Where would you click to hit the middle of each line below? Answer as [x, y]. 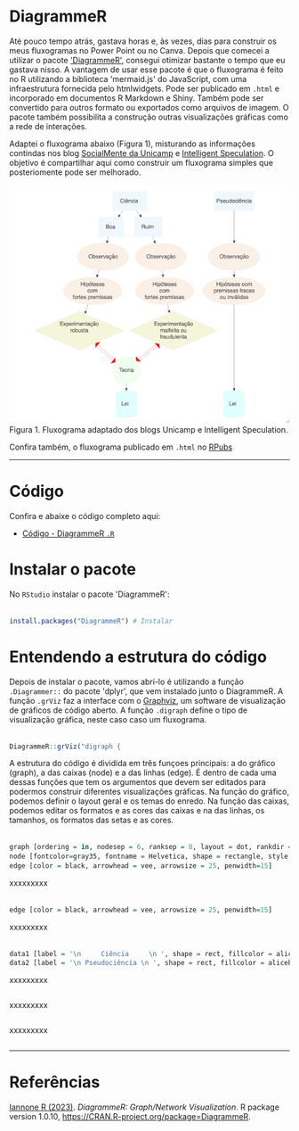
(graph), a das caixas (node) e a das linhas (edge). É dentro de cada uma [143, 772]
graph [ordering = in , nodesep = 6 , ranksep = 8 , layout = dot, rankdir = [151, 847]
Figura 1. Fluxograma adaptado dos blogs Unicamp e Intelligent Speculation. [149, 430]
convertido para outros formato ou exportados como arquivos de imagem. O [149, 107]
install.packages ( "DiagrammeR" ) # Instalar [91, 621]
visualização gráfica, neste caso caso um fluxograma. [108, 719]
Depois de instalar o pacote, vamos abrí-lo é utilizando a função [127, 681]
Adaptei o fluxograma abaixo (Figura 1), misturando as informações [133, 144]
